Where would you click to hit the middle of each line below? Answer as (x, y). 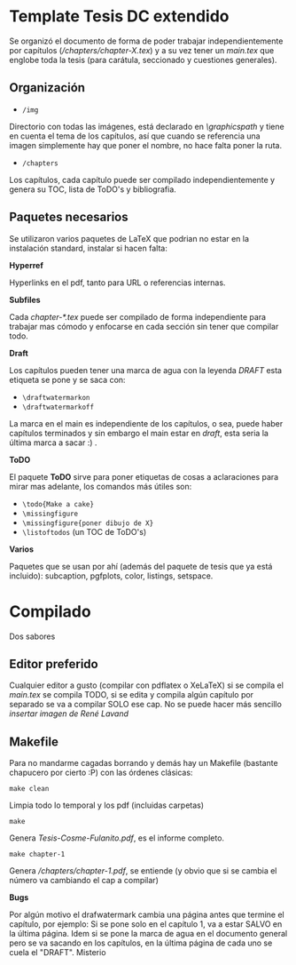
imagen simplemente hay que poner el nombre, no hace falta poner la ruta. (145, 145)
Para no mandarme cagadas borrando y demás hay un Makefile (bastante (144, 763)
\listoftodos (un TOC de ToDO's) (84, 531)
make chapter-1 (37, 855)
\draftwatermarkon (56, 397)
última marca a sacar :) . (53, 443)
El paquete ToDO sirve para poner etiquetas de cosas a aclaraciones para (144, 476)
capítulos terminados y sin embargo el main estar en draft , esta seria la (139, 433)
